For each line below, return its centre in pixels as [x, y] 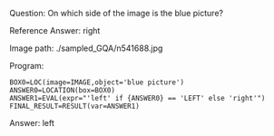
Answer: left [32, 123]
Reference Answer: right [55, 30]
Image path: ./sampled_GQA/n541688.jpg [86, 48]
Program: [27, 66]
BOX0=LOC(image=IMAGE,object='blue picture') [97, 83]
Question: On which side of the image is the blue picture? [117, 13]
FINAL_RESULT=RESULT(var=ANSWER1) [75, 106]
